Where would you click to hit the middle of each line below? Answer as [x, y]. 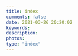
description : [22, 33]
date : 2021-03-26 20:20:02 [39, 22]
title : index [22, 11]
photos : [16, 38]
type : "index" [24, 44]
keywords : [18, 28]
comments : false [26, 17]
